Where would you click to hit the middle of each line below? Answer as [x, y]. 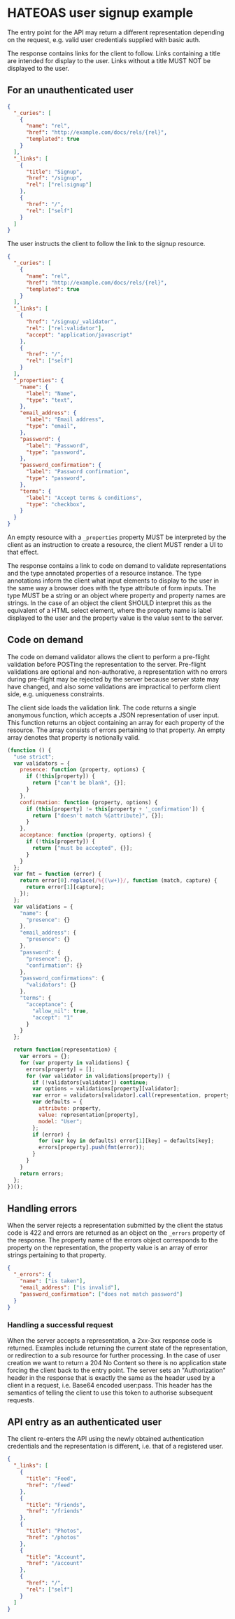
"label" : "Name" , [51, 393]
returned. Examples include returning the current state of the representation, [117, 1348]
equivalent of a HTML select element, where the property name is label [109, 610]
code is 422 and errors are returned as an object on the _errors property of [116, 1233]
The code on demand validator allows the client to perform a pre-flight [109, 656]
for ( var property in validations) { [75, 1063]
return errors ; [42, 1173]
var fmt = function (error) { [57, 874]
